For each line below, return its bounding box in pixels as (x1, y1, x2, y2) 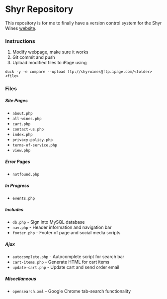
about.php (12, 111, 33, 116)
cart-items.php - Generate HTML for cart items (12, 259, 110, 265)
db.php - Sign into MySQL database (12, 219, 85, 225)
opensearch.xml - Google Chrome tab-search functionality (12, 288, 131, 294)
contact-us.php (12, 127, 44, 132)
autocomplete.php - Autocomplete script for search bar (12, 254, 125, 260)
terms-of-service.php (12, 143, 57, 148)
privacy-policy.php (12, 138, 53, 143)
